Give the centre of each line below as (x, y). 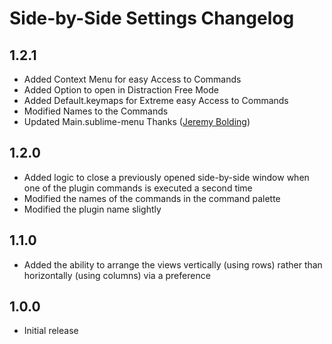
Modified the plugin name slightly (92, 209)
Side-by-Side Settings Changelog (152, 18)
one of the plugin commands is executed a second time (138, 188)
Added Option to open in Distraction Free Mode (121, 90)
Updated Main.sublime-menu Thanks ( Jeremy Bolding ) (137, 121)
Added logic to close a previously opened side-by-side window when (166, 177)
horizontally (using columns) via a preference (117, 275)
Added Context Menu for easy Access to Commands (132, 79)
